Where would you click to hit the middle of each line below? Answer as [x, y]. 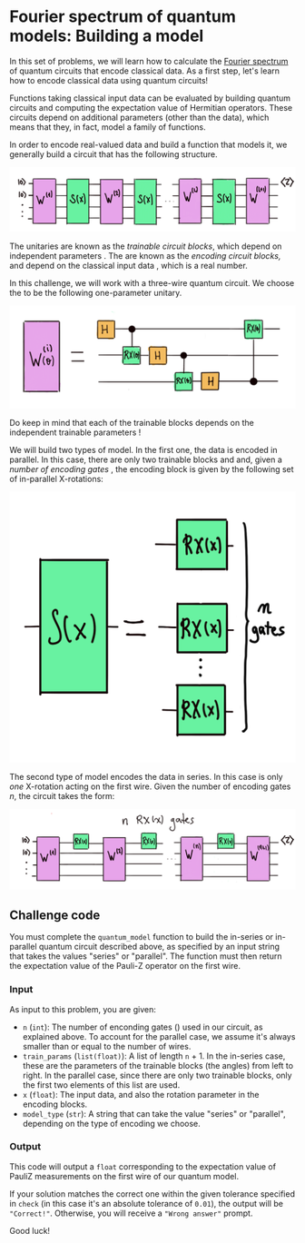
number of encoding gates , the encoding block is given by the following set [152, 469]
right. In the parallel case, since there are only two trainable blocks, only [157, 1075]
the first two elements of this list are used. [101, 1085]
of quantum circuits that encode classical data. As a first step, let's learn [144, 71]
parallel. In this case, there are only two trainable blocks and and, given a [146, 459]
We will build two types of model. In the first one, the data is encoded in [144, 449]
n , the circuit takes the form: [62, 795]
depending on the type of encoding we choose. [112, 1123]
